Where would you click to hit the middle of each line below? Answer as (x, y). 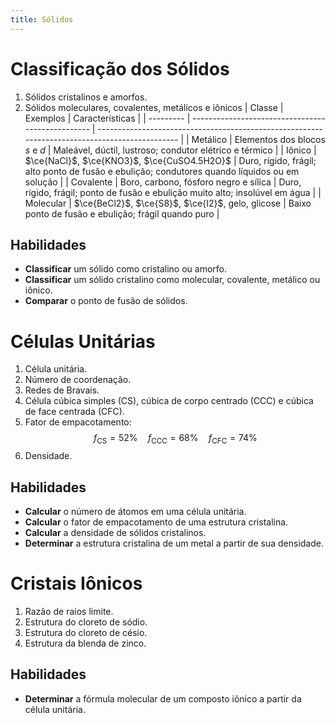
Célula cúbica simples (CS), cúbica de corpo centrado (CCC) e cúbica (169, 401)
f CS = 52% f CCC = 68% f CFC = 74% (175, 439)
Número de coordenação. (78, 380)
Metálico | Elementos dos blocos (258, 139)
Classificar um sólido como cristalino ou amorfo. (126, 269)
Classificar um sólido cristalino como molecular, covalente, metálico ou (172, 280)
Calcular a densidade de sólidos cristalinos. (115, 532)
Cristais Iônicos (76, 583)
